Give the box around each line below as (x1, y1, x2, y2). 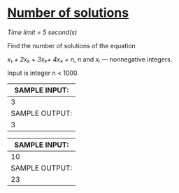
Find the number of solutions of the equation (7, 41, 136, 50)
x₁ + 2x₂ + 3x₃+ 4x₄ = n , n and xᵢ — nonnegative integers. (7, 55, 173, 64)
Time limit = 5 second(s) (7, 28, 78, 36)
